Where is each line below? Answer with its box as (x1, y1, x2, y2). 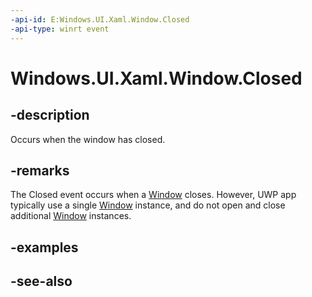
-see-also (10, 273, 73, 290)
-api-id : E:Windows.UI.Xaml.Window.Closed (10, 14, 190, 25)
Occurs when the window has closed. (10, 133, 166, 145)
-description (10, 107, 90, 124)
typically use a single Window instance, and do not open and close (10, 199, 286, 211)
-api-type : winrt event (10, 24, 110, 34)
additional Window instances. (10, 210, 132, 222)
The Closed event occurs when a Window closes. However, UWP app (10, 189, 297, 201)
